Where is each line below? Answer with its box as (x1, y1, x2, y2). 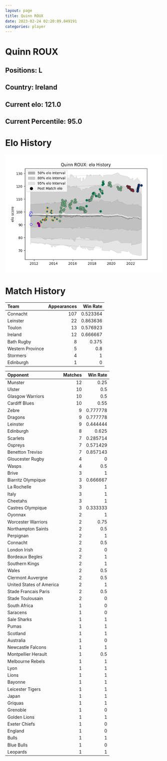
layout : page (5, 8, 32, 13)
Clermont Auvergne (7, 575, 48, 581)
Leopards (7, 748, 27, 754)
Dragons (7, 414, 25, 420)
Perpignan (7, 533, 29, 539)
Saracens (7, 609, 27, 615)
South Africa (7, 602, 33, 609)
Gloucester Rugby (7, 456, 44, 462)
